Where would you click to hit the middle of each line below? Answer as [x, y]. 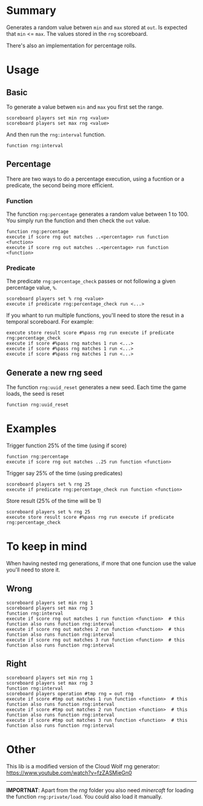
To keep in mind [47, 547]
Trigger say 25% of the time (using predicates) [64, 473]
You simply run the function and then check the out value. [78, 221]
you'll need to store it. [33, 570]
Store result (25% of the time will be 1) [54, 501]
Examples [31, 429]
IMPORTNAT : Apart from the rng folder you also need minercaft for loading [100, 790]
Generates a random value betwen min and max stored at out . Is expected [97, 27]
